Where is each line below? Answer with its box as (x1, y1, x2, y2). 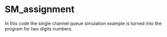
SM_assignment (5, 4, 75, 15)
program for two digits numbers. (5, 25, 73, 31)
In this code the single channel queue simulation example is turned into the (5, 20, 162, 26)
